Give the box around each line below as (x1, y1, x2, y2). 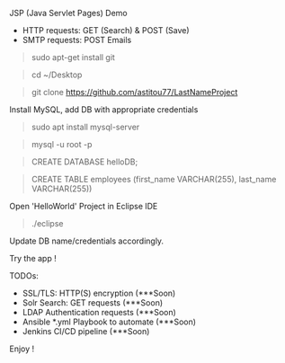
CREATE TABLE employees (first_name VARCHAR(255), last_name (31, 174, 277, 184)
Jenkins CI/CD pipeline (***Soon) (22, 326, 150, 336)
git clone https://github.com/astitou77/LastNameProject (31, 87, 238, 97)
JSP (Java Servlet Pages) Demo (9, 8, 128, 18)
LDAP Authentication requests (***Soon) (22, 307, 177, 317)
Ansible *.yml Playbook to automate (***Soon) (22, 316, 196, 327)
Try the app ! (9, 253, 57, 263)
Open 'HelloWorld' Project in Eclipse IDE (9, 201, 158, 211)
